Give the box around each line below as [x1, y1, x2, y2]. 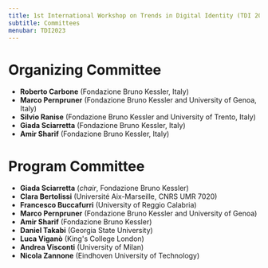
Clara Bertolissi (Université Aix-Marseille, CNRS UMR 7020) [19, 192, 218, 201]
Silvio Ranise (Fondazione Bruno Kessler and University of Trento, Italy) [19, 112, 257, 122]
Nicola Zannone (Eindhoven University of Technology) [19, 251, 200, 261]
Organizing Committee [8, 60, 162, 79]
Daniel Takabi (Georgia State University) [19, 226, 153, 235]
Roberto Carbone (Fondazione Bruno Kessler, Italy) [19, 87, 189, 96]
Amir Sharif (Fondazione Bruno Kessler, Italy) [19, 129, 170, 139]
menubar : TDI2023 [8, 26, 66, 34]
